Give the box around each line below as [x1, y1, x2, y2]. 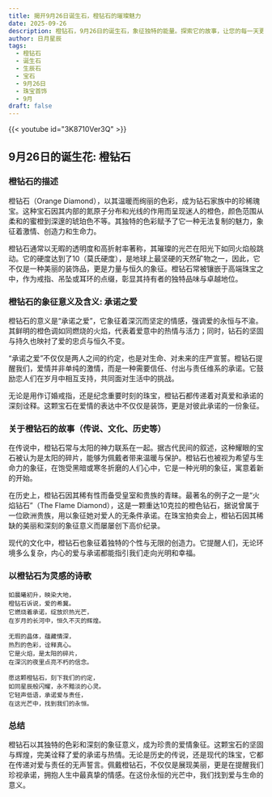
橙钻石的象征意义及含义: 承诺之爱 [8, 296, 138, 307]
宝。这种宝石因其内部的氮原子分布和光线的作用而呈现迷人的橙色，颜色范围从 [8, 206, 264, 215]
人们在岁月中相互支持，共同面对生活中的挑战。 [22, 374, 179, 384]
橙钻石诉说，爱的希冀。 [8, 600, 75, 608]
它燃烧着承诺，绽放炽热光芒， [8, 608, 93, 616]
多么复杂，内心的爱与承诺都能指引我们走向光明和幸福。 [15, 548, 200, 558]
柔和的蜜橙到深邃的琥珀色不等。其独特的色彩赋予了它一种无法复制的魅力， [8, 216, 257, 226]
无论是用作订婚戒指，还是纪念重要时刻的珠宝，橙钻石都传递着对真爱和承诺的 [8, 391, 264, 401]
